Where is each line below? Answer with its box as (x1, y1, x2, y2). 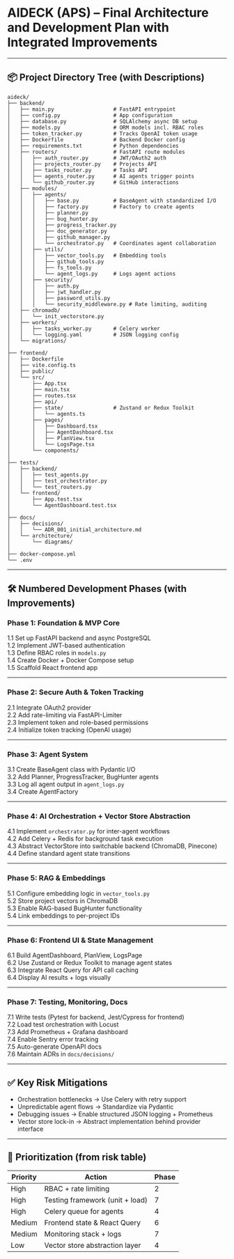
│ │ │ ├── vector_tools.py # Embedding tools (7, 252, 167, 259)
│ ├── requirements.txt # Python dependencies (7, 142, 179, 149)
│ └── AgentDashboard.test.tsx (7, 501, 117, 509)
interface (17, 1125, 44, 1133)
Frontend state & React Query (44, 1217, 141, 1227)
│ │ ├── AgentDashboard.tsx (7, 428, 114, 436)
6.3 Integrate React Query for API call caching (7, 966, 139, 974)
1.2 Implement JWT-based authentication (7, 641, 125, 650)
